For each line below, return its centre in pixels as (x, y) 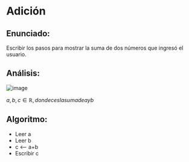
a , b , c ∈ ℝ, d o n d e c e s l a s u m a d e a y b (50, 100)
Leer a (23, 134)
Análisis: (23, 73)
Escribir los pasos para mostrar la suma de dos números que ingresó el (95, 48)
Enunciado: (28, 34)
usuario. (17, 54)
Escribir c (27, 153)
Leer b (23, 140)
